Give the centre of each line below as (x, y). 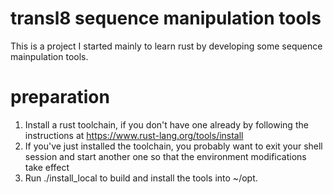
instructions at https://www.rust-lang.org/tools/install (134, 135)
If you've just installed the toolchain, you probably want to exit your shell (173, 146)
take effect (47, 167)
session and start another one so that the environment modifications (165, 156)
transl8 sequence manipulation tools (166, 18)
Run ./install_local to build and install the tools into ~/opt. (141, 178)
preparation (60, 97)
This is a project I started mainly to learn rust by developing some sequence (166, 46)
